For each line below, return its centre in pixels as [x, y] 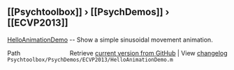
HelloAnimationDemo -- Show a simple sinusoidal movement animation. [110, 40]
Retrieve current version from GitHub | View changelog [148, 53]
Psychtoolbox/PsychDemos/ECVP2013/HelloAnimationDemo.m [90, 60]
